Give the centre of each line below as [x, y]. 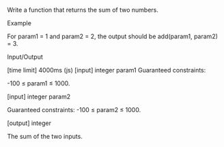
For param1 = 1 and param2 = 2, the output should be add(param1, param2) [113, 36]
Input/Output [25, 57]
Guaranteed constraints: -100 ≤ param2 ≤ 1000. [74, 110]
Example [19, 23]
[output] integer [29, 123]
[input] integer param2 [39, 96]
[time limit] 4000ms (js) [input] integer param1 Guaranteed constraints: [107, 70]
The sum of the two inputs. [45, 136]
